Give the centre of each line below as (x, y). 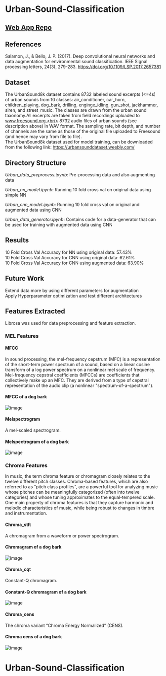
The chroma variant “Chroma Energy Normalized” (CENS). (64, 625)
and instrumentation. (26, 513)
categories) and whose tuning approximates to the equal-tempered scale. (80, 497)
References (23, 44)
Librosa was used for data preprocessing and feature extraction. (71, 323)
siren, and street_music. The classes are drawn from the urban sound (76, 110)
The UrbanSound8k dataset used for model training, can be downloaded (79, 142)
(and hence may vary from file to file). (44, 137)
